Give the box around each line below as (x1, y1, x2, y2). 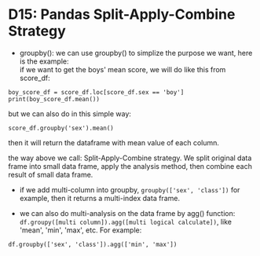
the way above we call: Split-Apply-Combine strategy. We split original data (8, 153, 252, 163)
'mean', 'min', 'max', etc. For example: (19, 225, 142, 235)
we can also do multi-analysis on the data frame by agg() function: (19, 208, 236, 218)
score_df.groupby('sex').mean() (8, 124, 114, 132)
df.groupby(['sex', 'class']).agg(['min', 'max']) (8, 240, 178, 248)
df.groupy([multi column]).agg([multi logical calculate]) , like (19, 217, 232, 226)
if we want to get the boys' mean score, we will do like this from (19, 64, 226, 74)
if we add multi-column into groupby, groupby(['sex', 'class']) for (19, 185, 240, 194)
